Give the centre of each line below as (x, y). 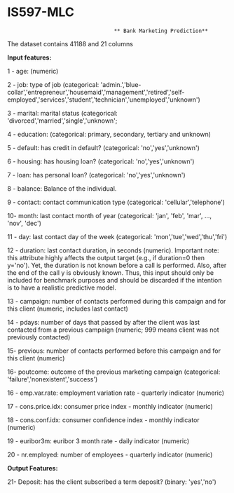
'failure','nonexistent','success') (53, 379)
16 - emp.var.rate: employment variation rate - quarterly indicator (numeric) (116, 393)
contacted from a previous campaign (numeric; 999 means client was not (113, 330)
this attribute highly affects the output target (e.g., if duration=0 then (106, 257)
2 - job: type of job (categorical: (53, 84)
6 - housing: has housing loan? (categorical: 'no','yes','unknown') (101, 161)
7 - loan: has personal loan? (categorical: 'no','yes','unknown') (96, 175)
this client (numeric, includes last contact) (68, 309)
